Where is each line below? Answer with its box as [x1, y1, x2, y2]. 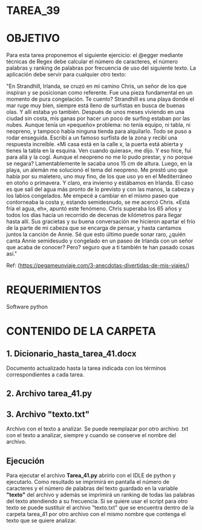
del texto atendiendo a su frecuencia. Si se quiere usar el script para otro [6, 498, 188, 505]
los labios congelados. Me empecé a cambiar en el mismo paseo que [6, 192, 179, 200]
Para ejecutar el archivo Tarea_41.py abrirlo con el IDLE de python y [6, 472, 176, 479]
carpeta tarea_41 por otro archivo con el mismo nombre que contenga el [6, 511, 186, 518]
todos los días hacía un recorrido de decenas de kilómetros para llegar [6, 212, 183, 219]
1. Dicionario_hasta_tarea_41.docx [6, 348, 137, 358]
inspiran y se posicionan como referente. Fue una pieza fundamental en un [6, 89, 193, 96]
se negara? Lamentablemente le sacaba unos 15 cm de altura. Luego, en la [6, 160, 192, 167]
